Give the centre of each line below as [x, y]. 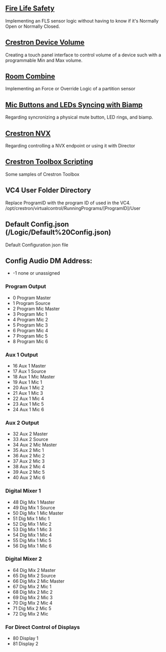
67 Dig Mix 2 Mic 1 [32, 586]
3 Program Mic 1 [30, 314]
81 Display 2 [25, 644]
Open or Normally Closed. [33, 26]
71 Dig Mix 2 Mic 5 [32, 608]
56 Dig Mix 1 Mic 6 [32, 546]
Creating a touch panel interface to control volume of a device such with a [83, 55]
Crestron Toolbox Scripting [49, 162]
